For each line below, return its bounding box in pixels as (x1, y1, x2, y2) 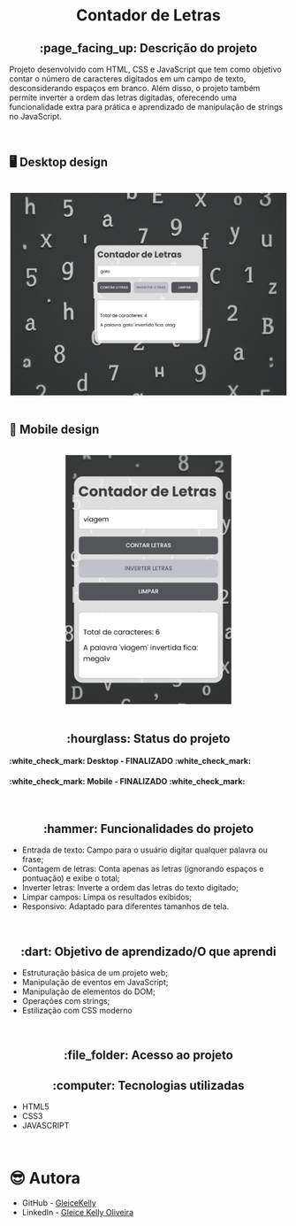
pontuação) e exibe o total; (21, 873, 120, 883)
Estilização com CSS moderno (21, 1005, 133, 1015)
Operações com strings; (21, 995, 110, 1006)
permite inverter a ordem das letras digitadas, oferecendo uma (9, 92, 237, 103)
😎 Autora (9, 1168, 81, 1189)
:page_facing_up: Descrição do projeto (39, 41, 258, 56)
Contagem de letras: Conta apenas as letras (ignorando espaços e (21, 864, 264, 875)
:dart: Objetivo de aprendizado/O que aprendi (20, 944, 277, 959)
